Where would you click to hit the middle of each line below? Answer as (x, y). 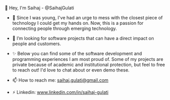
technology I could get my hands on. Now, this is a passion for (78, 23)
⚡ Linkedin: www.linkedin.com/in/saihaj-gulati (60, 92)
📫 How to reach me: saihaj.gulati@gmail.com (60, 80)
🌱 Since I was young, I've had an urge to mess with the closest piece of (88, 18)
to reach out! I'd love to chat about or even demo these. (71, 70)
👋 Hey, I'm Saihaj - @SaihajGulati (40, 8)
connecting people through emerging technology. (65, 28)
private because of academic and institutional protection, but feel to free (89, 64)
